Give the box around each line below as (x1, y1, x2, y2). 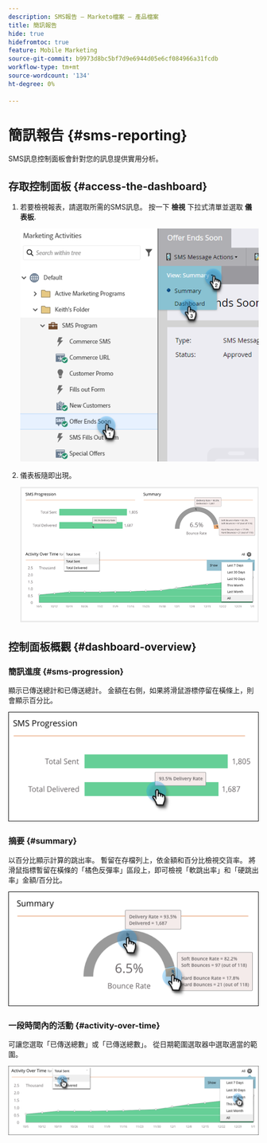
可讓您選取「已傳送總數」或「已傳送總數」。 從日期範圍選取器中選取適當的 (8, 1039, 250, 1049)
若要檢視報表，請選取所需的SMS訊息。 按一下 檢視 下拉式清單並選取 (19, 202, 244, 212)
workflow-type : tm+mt (8, 64, 80, 72)
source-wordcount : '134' (8, 72, 91, 80)
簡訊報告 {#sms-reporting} (8, 126, 188, 144)
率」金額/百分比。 (8, 875, 68, 884)
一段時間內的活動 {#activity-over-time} (8, 1020, 161, 1031)
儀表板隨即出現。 (19, 470, 76, 480)
